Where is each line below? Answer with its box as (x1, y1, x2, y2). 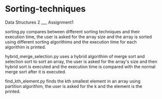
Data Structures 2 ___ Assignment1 (5, 19, 74, 25)
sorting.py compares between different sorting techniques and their (5, 28, 140, 34)
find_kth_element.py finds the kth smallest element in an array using (5, 78, 141, 84)
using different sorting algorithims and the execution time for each (5, 39, 137, 44)
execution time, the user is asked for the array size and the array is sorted (5, 34, 152, 40)
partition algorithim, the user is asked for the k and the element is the (5, 83, 143, 89)
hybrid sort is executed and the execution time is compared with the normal (5, 64, 156, 70)
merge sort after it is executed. (5, 69, 66, 74)
